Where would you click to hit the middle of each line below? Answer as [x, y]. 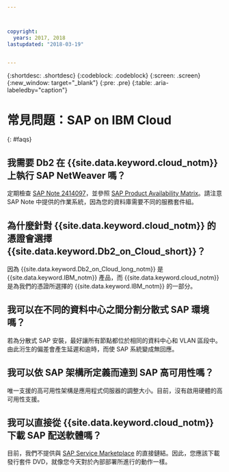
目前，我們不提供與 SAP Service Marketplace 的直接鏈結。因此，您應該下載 [113, 454]
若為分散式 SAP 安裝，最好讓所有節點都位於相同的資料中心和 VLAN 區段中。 [114, 340]
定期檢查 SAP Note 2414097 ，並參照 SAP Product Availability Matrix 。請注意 [115, 193]
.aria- [161, 83]
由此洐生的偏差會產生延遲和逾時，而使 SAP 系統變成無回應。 [93, 349]
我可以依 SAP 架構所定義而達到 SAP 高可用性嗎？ [110, 373]
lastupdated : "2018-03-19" [45, 44]
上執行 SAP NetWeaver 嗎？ [67, 175]
